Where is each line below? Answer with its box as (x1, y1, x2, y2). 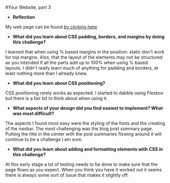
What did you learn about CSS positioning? (12, 80, 106, 86)
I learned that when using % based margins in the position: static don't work (5, 49, 165, 55)
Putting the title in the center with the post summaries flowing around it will (5, 131, 162, 137)
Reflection (12, 14, 36, 20)
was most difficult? (12, 111, 54, 116)
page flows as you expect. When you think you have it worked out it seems (5, 167, 162, 172)
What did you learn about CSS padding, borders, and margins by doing (12, 34, 165, 39)
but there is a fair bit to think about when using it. (5, 96, 108, 101)
